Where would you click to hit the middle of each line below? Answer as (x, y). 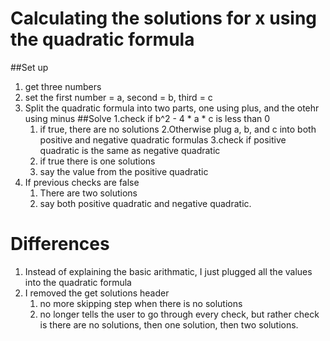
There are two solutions (88, 193)
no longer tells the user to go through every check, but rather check (179, 314)
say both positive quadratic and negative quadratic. (145, 203)
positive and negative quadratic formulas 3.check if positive (163, 139)
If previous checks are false (82, 182)
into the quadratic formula (78, 282)
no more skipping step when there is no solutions (141, 303)
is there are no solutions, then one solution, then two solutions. (169, 324)
